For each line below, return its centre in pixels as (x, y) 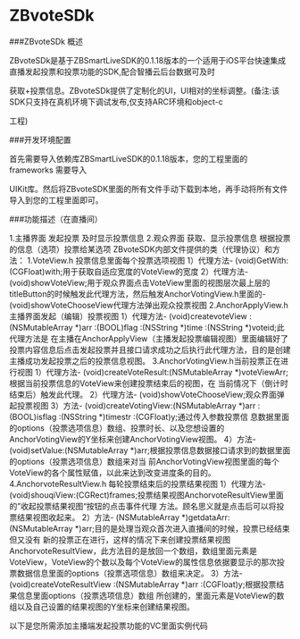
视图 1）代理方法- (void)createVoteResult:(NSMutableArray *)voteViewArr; (152, 372)
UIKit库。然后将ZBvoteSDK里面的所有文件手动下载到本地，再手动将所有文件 (149, 189)
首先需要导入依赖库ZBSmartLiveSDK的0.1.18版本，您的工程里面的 (129, 158)
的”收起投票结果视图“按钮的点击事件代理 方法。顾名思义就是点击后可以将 (143, 506)
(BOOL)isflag (33, 416)
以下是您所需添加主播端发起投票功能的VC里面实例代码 (108, 626)
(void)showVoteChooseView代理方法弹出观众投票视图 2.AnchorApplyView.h (149, 305)
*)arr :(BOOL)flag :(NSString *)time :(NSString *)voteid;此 (179, 327)
